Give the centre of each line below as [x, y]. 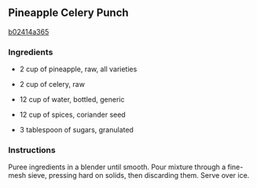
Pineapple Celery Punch [68, 13]
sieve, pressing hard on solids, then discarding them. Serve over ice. [139, 175]
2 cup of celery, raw [52, 85]
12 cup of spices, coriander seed [72, 115]
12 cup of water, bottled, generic [72, 99]
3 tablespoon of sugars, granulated [76, 130]
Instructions [32, 150]
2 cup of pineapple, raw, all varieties [78, 69]
